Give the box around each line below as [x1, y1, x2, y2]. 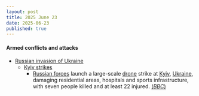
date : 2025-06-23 [6, 20, 50, 26]
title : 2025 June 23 [6, 14, 58, 20]
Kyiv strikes [23, 64, 53, 71]
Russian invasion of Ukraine [14, 58, 84, 65]
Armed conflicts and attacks [6, 44, 79, 51]
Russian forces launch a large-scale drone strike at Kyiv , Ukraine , [32, 70, 194, 77]
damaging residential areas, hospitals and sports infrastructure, [32, 76, 189, 84]
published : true [6, 25, 47, 32]
